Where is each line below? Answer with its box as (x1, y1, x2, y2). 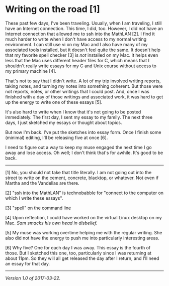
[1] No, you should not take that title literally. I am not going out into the (5, 169, 152, 175)
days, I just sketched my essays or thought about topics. (5, 119, 122, 125)
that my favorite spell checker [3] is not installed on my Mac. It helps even (5, 52, 158, 58)
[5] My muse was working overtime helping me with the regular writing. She (5, 229, 162, 235)
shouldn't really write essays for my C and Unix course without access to (5, 63, 157, 69)
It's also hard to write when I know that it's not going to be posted (5, 109, 141, 115)
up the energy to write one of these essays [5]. (5, 99, 103, 105)
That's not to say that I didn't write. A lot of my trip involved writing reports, (5, 78, 161, 84)
